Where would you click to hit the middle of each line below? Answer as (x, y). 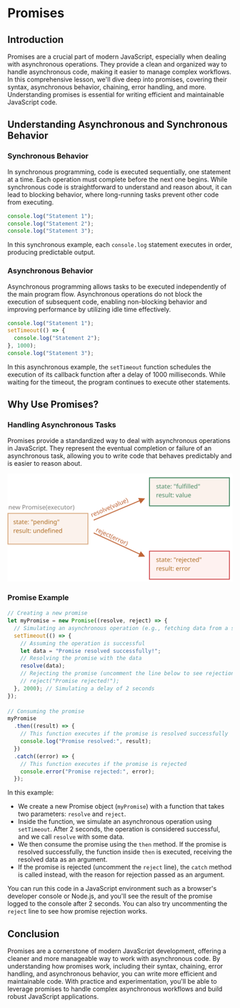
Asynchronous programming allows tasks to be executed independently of (117, 286)
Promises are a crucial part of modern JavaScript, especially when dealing (117, 56)
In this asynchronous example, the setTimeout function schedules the (110, 366)
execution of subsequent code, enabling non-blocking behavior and (107, 301)
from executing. (31, 202)
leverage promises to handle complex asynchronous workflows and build (115, 989)
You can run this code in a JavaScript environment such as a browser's (112, 889)
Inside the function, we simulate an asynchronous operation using (115, 822)
